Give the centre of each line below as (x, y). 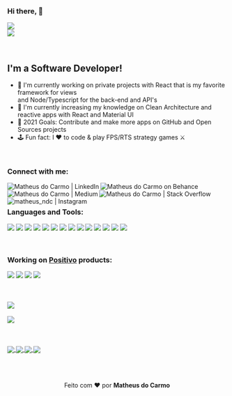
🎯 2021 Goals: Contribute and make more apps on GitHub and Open (114, 122)
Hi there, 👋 (25, 11)
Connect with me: (38, 172)
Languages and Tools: (45, 212)
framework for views (47, 93)
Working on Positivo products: (60, 259)
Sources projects (42, 130)
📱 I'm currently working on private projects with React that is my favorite (121, 85)
